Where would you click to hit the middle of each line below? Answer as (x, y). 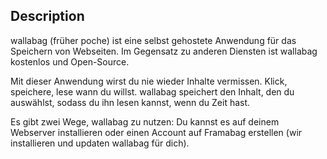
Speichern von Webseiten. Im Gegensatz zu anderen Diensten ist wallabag (164, 51)
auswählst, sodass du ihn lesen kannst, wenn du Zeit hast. (130, 102)
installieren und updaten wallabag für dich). (100, 143)
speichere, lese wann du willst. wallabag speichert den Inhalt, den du (152, 91)
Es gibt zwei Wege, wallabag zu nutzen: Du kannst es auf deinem (145, 121)
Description (47, 16)
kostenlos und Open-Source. (70, 61)
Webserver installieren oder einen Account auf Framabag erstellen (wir (156, 132)
